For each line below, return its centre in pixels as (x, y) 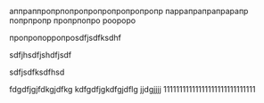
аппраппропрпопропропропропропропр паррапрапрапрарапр (129, 11)
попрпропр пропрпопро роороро (73, 20)
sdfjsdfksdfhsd (37, 72)
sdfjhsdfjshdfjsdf (41, 55)
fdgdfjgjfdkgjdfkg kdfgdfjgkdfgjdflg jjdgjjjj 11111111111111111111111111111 (132, 89)
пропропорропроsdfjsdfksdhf (66, 38)
